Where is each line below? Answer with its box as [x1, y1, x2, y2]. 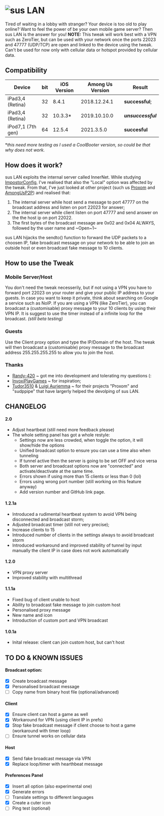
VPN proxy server [12, 569, 48, 575]
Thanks [5, 362, 23, 368]
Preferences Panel [5, 773, 43, 778]
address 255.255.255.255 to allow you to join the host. [5, 349, 115, 355]
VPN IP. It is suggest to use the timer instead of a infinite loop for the [5, 310, 143, 317]
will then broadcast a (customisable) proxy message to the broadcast [5, 344, 144, 350]
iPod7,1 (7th [7, 123, 37, 130]
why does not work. [5, 147, 45, 153]
